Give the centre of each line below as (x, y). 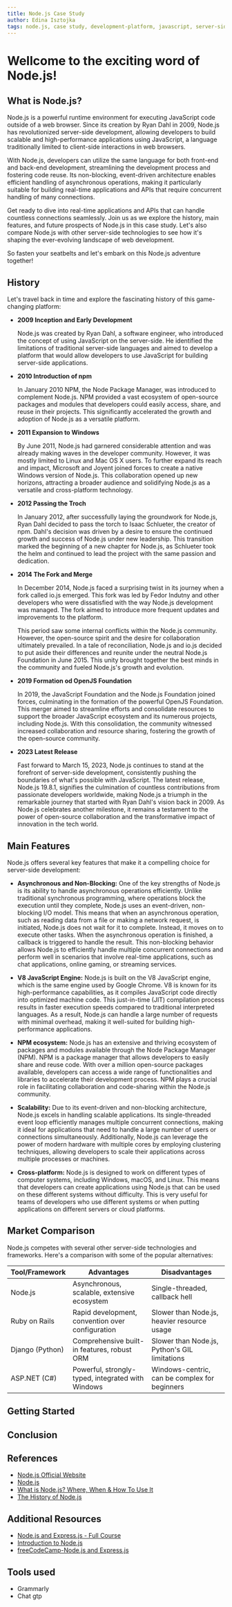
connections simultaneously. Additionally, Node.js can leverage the (113, 1137)
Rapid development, (105, 1312)
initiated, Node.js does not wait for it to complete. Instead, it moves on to (120, 927)
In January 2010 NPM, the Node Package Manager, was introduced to (116, 390)
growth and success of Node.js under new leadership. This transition (115, 539)
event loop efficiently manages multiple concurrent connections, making (120, 1122)
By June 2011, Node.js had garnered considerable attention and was (114, 446)
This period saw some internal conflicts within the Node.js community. (117, 631)
